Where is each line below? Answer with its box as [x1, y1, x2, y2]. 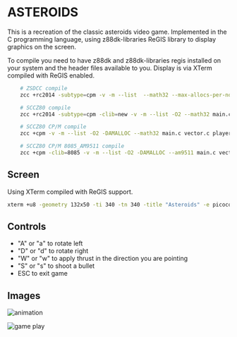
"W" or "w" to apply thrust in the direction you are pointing [17, 255, 188, 263]
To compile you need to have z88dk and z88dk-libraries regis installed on [7, 56, 221, 64]
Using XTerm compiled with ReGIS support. [7, 188, 133, 196]
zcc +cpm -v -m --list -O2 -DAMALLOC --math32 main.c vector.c [20, 130, 210, 137]
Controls [7, 221, 47, 233]
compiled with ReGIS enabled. [7, 71, 95, 80]
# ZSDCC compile [20, 85, 68, 92]
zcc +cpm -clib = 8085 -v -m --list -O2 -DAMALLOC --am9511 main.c [20, 149, 217, 157]
